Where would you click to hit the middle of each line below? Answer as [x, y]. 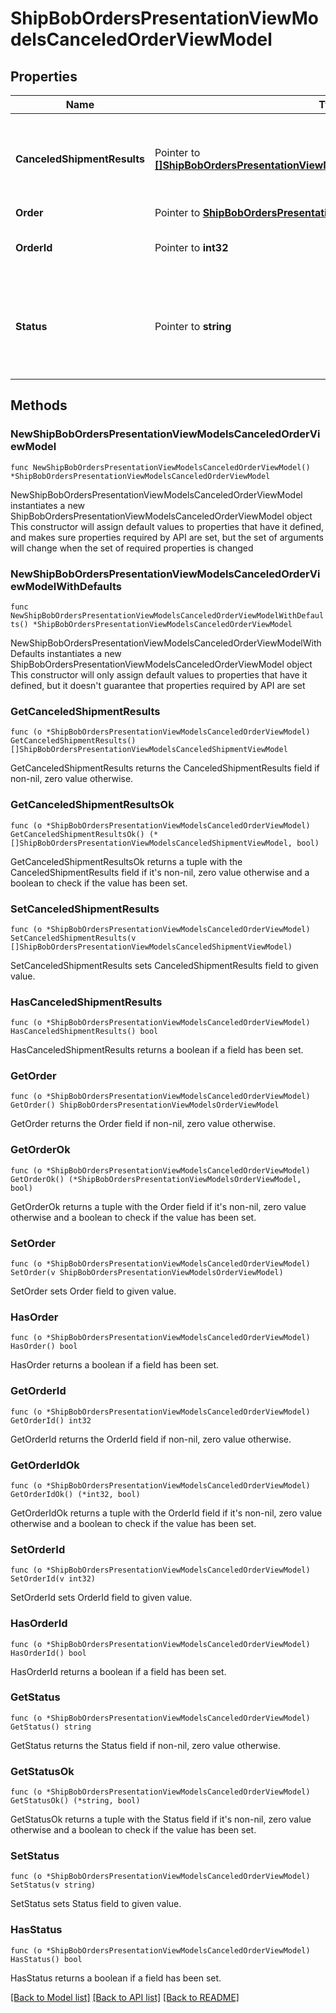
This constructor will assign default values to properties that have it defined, [167, 526]
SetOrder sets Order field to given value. [93, 1291]
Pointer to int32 [191, 247]
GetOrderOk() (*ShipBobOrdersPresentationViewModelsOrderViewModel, [156, 1179]
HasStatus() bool [46, 1959]
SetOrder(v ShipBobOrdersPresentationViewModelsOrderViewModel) [147, 1273]
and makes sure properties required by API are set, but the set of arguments [167, 537]
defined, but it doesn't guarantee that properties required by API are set [158, 685]
